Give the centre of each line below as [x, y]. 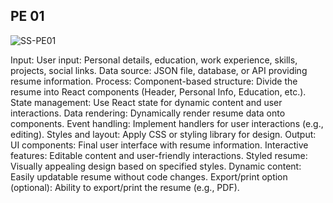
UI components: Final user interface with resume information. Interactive [159, 145]
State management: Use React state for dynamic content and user [146, 102]
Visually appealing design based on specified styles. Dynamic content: [156, 166]
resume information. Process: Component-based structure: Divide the [154, 81]
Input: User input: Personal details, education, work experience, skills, [154, 60]
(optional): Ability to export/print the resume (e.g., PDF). [125, 187]
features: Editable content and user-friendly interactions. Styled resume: [159, 155]
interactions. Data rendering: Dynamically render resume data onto [148, 113]
